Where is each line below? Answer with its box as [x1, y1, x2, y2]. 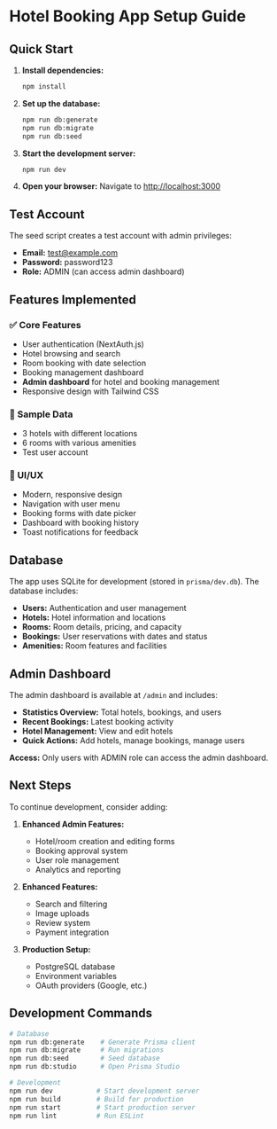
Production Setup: [21, 944, 91, 954]
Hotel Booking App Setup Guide [9, 6, 246, 27]
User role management [35, 854, 119, 866]
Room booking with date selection [21, 357, 147, 368]
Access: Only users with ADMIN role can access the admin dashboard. [9, 752, 269, 764]
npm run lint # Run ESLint [9, 1111, 144, 1120]
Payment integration [35, 927, 109, 937]
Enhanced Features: [21, 881, 98, 892]
